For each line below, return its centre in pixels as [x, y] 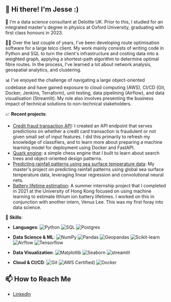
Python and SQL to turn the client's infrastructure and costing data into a [82, 53]
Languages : [26, 227]
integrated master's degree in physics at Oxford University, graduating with [85, 27]
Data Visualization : [33, 252]
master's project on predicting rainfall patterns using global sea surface [88, 169]
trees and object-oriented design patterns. [57, 158]
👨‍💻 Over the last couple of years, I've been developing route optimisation [82, 42]
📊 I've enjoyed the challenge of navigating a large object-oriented [75, 80]
